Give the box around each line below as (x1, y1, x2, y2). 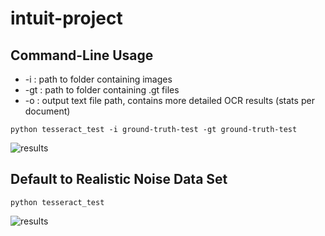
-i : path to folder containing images (24, 73, 173, 85)
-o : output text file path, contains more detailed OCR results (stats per (24, 95, 315, 106)
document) (24, 105, 71, 117)
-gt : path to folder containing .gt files (24, 84, 180, 96)
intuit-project (10, 7, 123, 30)
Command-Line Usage (10, 47, 154, 64)
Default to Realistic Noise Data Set (10, 171, 228, 188)
